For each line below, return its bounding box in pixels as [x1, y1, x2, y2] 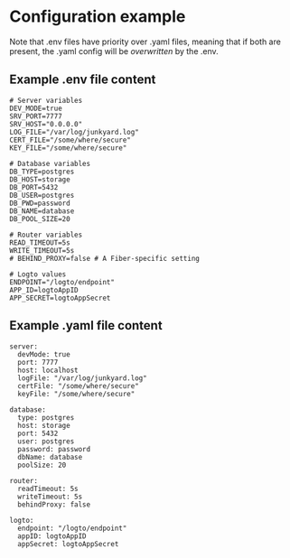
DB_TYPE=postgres [9, 167, 75, 176]
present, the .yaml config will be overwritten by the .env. [9, 45, 219, 56]
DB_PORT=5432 [9, 182, 59, 191]
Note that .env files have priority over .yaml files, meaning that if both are [9, 36, 282, 47]
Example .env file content [9, 72, 156, 88]
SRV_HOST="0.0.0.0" [9, 119, 83, 128]
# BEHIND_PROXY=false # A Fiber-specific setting [9, 254, 201, 263]
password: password [17, 444, 91, 453]
